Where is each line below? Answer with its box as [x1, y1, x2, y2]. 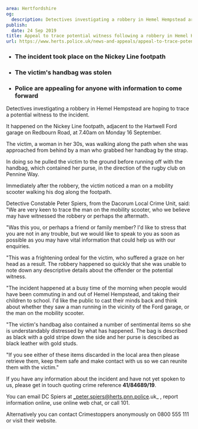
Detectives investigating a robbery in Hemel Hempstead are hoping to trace [6, 105, 190, 112]
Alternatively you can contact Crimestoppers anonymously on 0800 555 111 [6, 411, 189, 418]
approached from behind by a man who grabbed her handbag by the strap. [6, 147, 189, 154]
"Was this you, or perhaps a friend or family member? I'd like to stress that [6, 224, 187, 231]
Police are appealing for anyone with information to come [14, 84, 183, 92]
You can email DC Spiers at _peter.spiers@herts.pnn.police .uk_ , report [6, 393, 179, 400]
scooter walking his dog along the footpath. [6, 188, 112, 196]
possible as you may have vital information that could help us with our [6, 236, 176, 243]
